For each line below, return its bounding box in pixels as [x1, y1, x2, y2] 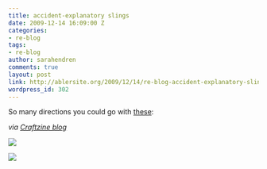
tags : [8, 41, 26, 49]
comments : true [8, 63, 59, 71]
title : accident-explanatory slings [8, 11, 130, 20]
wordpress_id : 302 [8, 85, 69, 94]
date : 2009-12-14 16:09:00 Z [8, 19, 105, 27]
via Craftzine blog [8, 122, 68, 132]
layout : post [8, 71, 52, 79]
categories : [8, 26, 48, 34]
